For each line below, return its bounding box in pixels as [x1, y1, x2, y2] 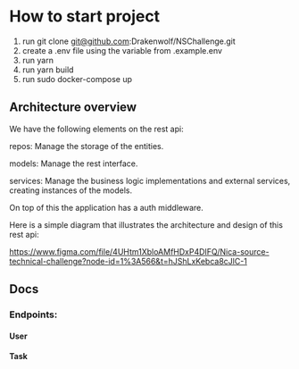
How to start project [9, 6, 161, 27]
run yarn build [21, 64, 74, 75]
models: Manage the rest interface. [9, 158, 138, 169]
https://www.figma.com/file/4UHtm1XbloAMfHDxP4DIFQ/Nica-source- [9, 246, 270, 256]
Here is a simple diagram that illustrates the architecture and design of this [9, 219, 284, 230]
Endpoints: [9, 308, 58, 321]
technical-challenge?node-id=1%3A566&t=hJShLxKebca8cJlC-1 [9, 256, 248, 266]
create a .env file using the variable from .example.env [21, 45, 223, 55]
